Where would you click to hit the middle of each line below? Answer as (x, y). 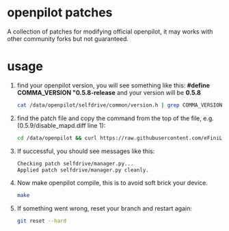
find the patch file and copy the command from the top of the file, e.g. (115, 118)
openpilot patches (60, 13)
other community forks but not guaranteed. (68, 38)
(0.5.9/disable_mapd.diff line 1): (61, 125)
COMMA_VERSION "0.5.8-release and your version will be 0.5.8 (109, 92)
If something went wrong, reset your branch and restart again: (105, 208)
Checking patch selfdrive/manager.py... (75, 163)
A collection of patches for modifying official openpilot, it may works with (110, 31)
